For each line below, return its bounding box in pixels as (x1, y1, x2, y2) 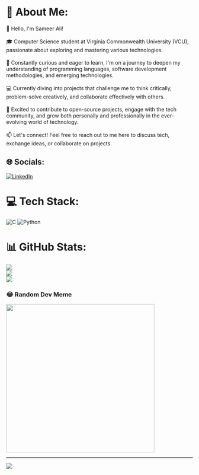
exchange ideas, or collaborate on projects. (6, 139, 113, 147)
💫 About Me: (6, 5, 69, 19)
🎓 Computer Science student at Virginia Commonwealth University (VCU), (6, 38, 190, 45)
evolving (6, 118, 27, 125)
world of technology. (28, 118, 79, 125)
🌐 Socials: (6, 157, 45, 167)
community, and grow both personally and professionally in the (6, 112, 160, 119)
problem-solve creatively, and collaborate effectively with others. (6, 93, 165, 100)
